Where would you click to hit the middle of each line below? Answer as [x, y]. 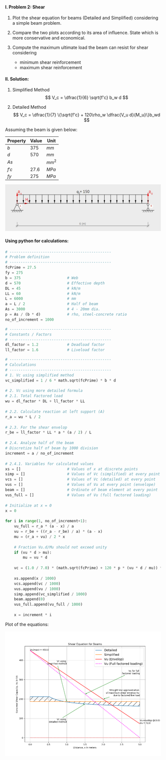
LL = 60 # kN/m [43, 294]
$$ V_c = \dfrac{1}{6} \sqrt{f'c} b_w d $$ [87, 98]
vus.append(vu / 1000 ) [37, 589]
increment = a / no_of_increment [40, 453]
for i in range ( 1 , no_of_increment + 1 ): [46, 521]
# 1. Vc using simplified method [40, 375]
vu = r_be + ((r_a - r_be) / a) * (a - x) [58, 532]
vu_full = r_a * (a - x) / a [44, 526]
